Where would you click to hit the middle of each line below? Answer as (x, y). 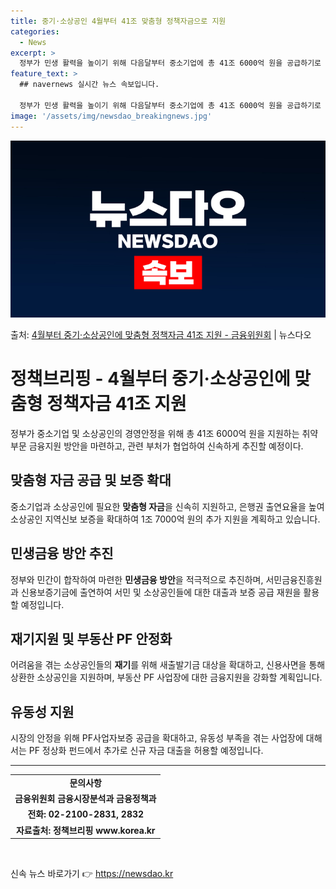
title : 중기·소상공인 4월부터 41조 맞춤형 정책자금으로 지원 (118, 21)
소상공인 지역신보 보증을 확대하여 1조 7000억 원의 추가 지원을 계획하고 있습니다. (165, 519)
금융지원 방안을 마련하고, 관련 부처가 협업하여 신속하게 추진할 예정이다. (166, 446)
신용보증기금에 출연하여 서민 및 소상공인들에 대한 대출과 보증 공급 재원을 (161, 592)
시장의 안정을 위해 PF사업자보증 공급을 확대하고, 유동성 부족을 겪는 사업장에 (157, 738)
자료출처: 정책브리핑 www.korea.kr (85, 830)
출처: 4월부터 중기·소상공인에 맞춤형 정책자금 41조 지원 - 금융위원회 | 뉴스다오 (161, 334)
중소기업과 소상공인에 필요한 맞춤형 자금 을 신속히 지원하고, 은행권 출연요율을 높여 (167, 506)
